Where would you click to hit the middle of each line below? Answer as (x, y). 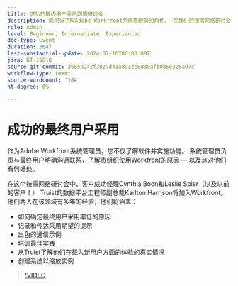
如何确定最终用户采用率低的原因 (64, 216)
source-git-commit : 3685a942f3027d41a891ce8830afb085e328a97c (101, 67)
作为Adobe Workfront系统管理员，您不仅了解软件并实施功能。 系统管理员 (114, 151)
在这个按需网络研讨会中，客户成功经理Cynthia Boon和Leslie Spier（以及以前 (119, 184)
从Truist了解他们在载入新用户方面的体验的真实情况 (91, 252)
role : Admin (25, 27)
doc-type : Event (31, 40)
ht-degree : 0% (28, 87)
